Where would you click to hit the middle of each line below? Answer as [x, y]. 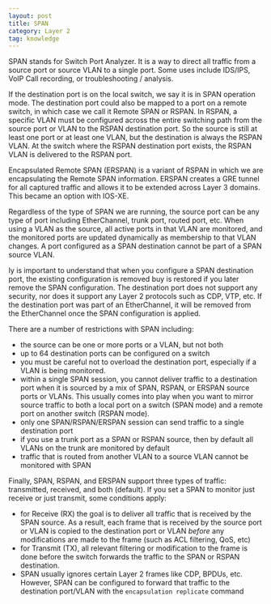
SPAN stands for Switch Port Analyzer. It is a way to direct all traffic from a [132, 62]
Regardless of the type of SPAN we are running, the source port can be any [134, 212]
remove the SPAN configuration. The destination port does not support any [133, 287]
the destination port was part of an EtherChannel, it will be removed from [130, 305]
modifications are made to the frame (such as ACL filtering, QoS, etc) [135, 540]
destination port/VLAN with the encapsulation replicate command [132, 591]
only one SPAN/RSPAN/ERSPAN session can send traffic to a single [132, 423]
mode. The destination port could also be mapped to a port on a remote [128, 103]
